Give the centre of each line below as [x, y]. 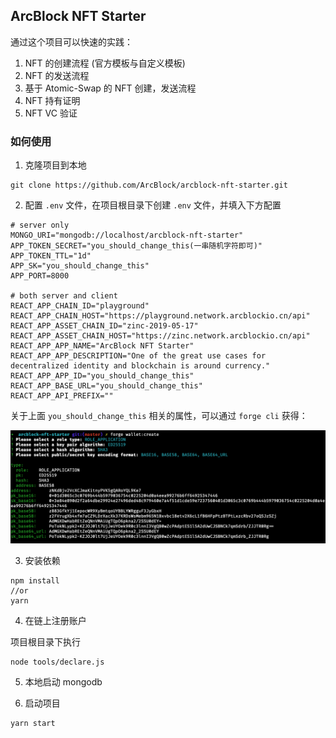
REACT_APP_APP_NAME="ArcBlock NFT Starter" [102, 346]
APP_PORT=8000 [40, 276]
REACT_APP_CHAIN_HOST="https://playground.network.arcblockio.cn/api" [160, 316]
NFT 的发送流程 [57, 75]
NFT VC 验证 [51, 113]
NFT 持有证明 [52, 100]
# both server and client [64, 296]
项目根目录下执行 [45, 642]
